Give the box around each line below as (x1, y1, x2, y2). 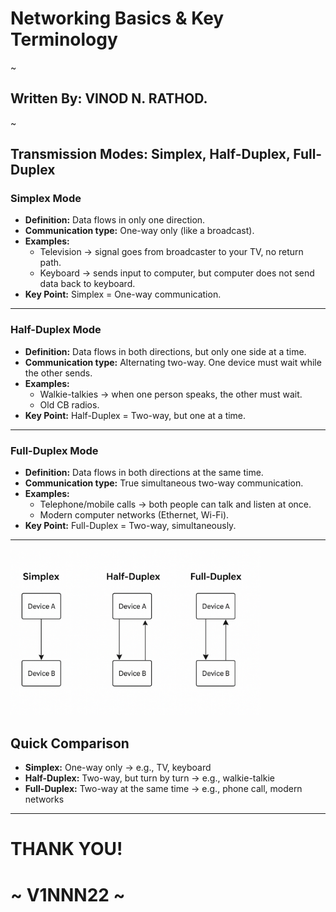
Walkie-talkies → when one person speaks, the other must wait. (39, 388, 303, 400)
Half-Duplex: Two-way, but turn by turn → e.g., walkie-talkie (24, 772, 275, 784)
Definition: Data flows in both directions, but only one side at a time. (24, 345, 307, 357)
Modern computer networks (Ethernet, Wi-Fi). (39, 509, 230, 521)
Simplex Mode (10, 192, 82, 206)
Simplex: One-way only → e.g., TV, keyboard (24, 762, 212, 774)
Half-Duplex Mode (10, 323, 102, 337)
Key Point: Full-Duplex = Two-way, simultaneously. (24, 520, 237, 532)
